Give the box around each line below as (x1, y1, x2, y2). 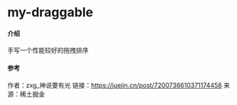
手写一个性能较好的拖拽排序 (7, 46, 89, 55)
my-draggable (7, 4, 94, 21)
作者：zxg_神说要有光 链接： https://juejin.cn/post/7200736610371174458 (7, 81, 222, 89)
